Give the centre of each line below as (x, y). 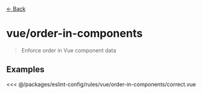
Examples (25, 70)
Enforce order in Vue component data (69, 50)
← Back (16, 9)
